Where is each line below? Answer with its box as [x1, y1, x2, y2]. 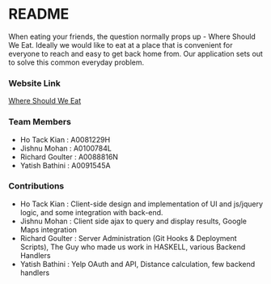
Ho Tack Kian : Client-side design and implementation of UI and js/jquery [19, 199, 264, 209]
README [8, 5, 70, 23]
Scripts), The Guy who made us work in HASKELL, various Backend [19, 242, 246, 252]
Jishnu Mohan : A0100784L [19, 143, 112, 153]
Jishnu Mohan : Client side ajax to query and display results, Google [19, 216, 247, 226]
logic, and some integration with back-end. [19, 207, 163, 217]
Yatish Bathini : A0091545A [19, 160, 111, 170]
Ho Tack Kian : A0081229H [19, 134, 111, 144]
